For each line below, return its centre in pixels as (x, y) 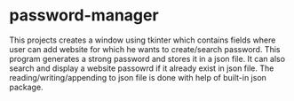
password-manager (84, 16)
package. (26, 87)
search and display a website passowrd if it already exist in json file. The (142, 68)
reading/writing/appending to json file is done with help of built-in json (138, 77)
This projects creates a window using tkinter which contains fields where (143, 40)
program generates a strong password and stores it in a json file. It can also (147, 58)
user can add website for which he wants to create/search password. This (145, 49)
